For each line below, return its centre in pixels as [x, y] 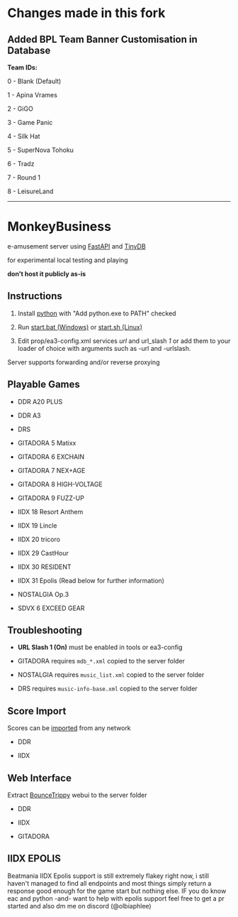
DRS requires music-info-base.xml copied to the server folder [108, 689]
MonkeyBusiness [59, 227]
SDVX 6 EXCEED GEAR [51, 608]
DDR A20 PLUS [40, 401]
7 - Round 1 [24, 178]
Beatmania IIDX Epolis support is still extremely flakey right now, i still [108, 876]
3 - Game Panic [30, 123]
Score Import [37, 711]
